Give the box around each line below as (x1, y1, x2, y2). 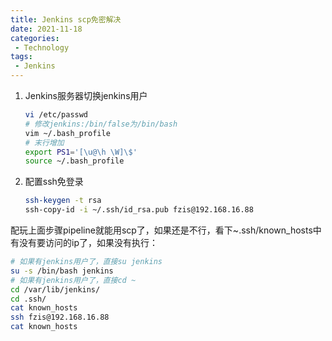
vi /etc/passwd (24, 110, 89, 120)
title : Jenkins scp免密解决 (10, 14, 122, 25)
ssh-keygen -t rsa (24, 196, 102, 206)
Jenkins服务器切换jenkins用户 (24, 90, 148, 101)
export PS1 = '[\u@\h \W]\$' (24, 147, 138, 157)
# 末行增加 (24, 137, 65, 148)
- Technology (14, 42, 70, 53)
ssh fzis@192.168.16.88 (10, 312, 110, 323)
